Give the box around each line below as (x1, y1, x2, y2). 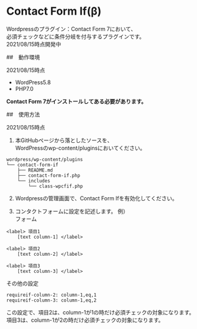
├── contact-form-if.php (17, 172, 81, 178)
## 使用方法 (6, 110, 40, 118)
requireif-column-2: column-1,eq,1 (6, 292, 97, 298)
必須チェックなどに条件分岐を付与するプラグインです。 (6, 32, 145, 40)
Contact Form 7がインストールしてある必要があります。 (6, 98, 147, 105)
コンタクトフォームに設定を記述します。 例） (15, 208, 129, 215)
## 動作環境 (6, 53, 40, 60)
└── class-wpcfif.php (28, 183, 84, 189)
